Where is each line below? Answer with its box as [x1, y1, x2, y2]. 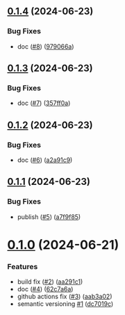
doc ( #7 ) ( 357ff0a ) [17, 99, 71, 107]
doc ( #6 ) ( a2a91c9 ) [17, 156, 73, 164]
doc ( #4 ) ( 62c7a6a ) [17, 285, 74, 293]
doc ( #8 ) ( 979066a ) [17, 42, 74, 51]
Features [7, 261, 38, 271]
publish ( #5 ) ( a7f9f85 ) [17, 212, 81, 221]
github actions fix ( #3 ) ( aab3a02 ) [17, 292, 112, 301]
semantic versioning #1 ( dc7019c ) [17, 300, 114, 308]
